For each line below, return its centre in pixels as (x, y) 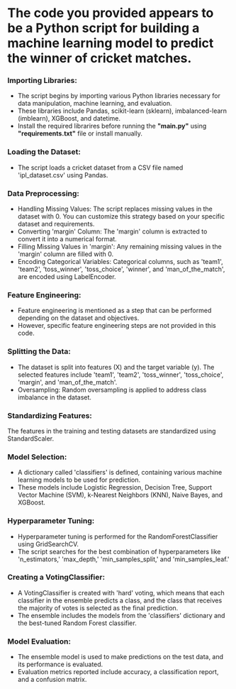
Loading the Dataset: (44, 152)
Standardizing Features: (50, 415)
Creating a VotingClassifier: (56, 578)
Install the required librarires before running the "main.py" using (112, 126)
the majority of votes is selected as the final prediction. (98, 607)
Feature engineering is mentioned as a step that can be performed (114, 311)
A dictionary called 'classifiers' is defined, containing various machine (120, 473)
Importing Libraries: (43, 81)
